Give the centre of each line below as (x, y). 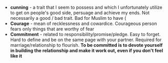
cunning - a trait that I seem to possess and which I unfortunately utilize (86, 7)
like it (16, 56)
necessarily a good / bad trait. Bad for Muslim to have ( (68, 18)
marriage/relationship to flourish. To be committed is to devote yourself (86, 45)
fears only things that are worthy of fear (52, 29)
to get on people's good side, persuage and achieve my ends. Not (80, 13)
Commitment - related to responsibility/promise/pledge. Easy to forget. (85, 34)
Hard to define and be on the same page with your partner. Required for (86, 40)
